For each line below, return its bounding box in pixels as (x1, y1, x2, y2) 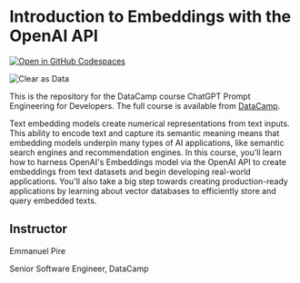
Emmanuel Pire (9, 245, 66, 256)
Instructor (9, 221, 68, 237)
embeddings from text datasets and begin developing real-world (9, 166, 252, 177)
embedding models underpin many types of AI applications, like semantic (9, 137, 285, 148)
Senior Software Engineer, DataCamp (9, 263, 149, 274)
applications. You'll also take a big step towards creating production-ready (9, 175, 288, 187)
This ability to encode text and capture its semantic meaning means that (9, 127, 280, 138)
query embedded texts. (9, 195, 97, 206)
